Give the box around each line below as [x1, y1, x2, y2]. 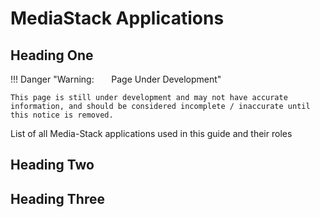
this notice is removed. [10, 110, 114, 120]
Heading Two [10, 157, 95, 174]
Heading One [10, 47, 94, 64]
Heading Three [10, 190, 105, 207]
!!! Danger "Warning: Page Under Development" [10, 73, 222, 85]
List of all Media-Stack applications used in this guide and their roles [10, 128, 293, 139]
